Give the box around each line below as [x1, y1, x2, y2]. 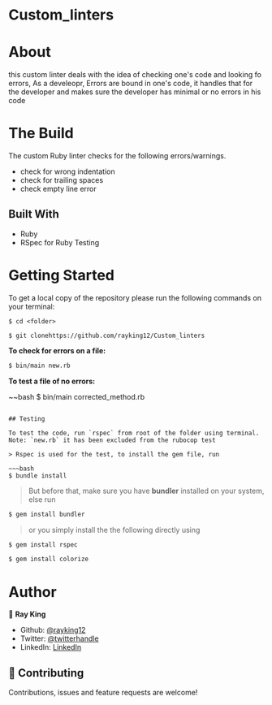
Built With [8, 207, 59, 221]
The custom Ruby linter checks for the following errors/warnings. [8, 151, 227, 161]
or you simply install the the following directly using [28, 525, 201, 534]
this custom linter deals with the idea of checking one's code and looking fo [8, 70, 262, 80]
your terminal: [8, 301, 55, 311]
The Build [8, 124, 75, 143]
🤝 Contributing [8, 666, 84, 680]
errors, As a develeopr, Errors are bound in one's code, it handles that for [8, 79, 253, 89]
